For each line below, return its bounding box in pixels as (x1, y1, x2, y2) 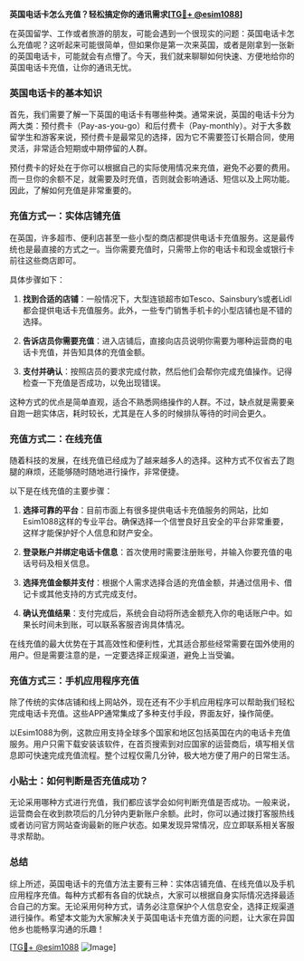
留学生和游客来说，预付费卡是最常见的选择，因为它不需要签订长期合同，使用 (9, 131, 295, 143)
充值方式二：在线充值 (9, 432, 102, 445)
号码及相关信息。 (30, 557, 95, 569)
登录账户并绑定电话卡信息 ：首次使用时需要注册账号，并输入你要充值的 (22, 546, 285, 557)
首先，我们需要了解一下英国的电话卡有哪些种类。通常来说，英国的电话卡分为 (9, 109, 295, 120)
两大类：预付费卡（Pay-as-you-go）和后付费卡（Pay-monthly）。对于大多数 (9, 120, 291, 131)
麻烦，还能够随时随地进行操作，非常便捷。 (24, 466, 184, 476)
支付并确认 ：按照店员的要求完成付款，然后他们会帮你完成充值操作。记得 (22, 366, 292, 377)
